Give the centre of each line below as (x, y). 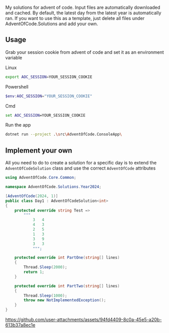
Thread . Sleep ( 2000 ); (45, 267)
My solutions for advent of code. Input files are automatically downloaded (83, 7)
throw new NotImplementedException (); (65, 300)
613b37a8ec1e (20, 325)
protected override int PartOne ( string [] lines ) (67, 258)
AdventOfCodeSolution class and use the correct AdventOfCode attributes (80, 168)
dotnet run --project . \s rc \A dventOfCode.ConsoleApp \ (64, 134)
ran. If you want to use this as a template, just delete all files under (75, 18)
